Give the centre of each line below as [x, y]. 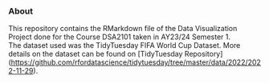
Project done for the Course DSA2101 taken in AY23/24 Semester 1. [120, 37]
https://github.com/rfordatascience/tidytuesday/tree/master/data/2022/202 [136, 62]
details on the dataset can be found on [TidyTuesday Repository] [116, 54]
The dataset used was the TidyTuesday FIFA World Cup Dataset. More [124, 45]
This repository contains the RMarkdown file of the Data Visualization [123, 29]
